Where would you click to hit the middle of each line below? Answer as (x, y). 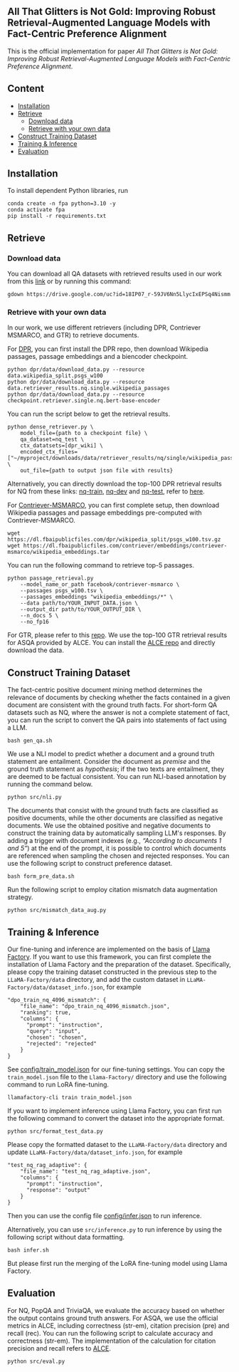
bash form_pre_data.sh (41, 876)
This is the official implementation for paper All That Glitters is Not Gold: (113, 51)
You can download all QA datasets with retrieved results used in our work (115, 274)
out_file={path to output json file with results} (97, 471)
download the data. (36, 650)
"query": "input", (53, 1032)
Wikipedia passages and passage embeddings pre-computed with (105, 513)
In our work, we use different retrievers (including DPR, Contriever (104, 328)
